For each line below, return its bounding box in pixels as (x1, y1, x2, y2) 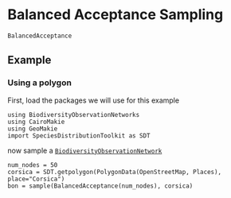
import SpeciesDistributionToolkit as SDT (7, 131, 151, 140)
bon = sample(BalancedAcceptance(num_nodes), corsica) (7, 181, 194, 190)
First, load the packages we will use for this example (7, 95, 180, 105)
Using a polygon (7, 77, 72, 88)
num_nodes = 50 (7, 161, 58, 169)
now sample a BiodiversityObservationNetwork (7, 146, 162, 155)
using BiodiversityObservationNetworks (7, 111, 140, 118)
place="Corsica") (7, 175, 65, 183)
